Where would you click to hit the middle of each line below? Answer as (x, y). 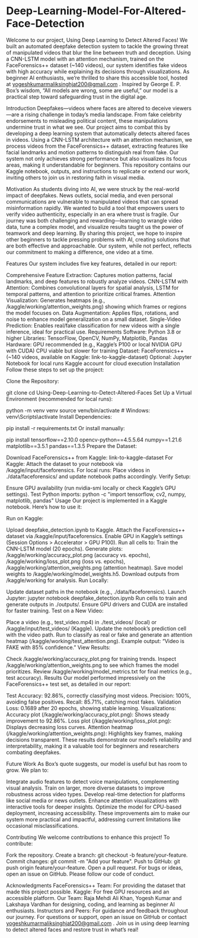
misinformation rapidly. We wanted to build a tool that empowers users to (95, 208)
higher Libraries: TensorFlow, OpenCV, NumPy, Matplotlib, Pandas (87, 338)
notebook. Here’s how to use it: (44, 507)
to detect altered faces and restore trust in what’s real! (72, 929)
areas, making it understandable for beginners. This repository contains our (98, 165)
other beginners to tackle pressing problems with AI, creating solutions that (98, 239)
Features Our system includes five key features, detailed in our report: (92, 263)
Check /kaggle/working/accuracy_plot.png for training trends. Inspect (91, 659)
